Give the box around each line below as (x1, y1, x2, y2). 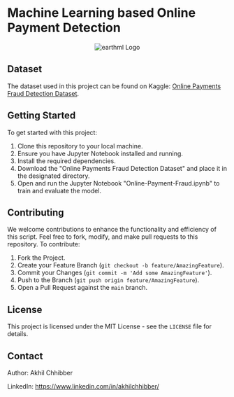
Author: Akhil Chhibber (7, 369, 73, 377)
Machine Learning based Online (7, 5, 196, 21)
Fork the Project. (17, 253, 66, 262)
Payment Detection (7, 20, 121, 36)
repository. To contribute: (7, 240, 80, 249)
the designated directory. (17, 172, 90, 180)
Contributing (7, 207, 64, 218)
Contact (7, 350, 43, 362)
